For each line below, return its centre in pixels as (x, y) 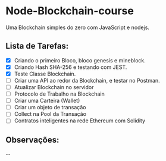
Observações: (32, 140)
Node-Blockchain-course (70, 11)
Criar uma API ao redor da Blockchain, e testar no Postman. (87, 80)
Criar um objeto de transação (50, 108)
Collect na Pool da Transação (50, 114)
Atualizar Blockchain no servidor (54, 87)
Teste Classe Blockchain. (45, 74)
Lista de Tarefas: (37, 46)
